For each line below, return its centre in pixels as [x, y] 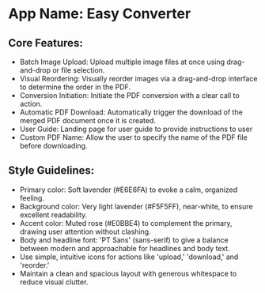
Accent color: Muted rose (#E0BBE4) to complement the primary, [126, 223]
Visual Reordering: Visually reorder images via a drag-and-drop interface [138, 79]
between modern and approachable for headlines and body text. [125, 248]
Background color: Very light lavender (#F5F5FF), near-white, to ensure [136, 206]
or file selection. [79, 70]
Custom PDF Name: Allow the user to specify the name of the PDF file [133, 137]
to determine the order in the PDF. [75, 87]
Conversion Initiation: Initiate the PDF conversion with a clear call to [129, 95]
